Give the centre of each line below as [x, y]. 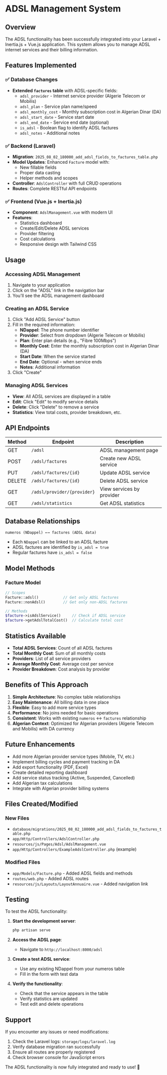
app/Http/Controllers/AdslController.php [56, 839]
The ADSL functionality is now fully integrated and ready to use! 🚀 [73, 1067]
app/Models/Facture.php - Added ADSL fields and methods [72, 873]
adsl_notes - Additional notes [50, 133]
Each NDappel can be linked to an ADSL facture [60, 542]
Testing [17, 899]
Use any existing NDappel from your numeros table [72, 969]
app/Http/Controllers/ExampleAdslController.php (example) [74, 849]
